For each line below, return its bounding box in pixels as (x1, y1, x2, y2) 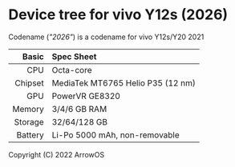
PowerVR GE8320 (51, 90, 120, 101)
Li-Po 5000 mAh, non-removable (51, 129, 180, 141)
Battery (16, 129, 44, 141)
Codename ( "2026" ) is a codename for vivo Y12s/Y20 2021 (8, 32, 205, 42)
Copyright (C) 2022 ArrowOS (8, 149, 105, 159)
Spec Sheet (51, 50, 97, 62)
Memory (12, 103, 44, 114)
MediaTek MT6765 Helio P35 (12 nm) (51, 78, 197, 89)
